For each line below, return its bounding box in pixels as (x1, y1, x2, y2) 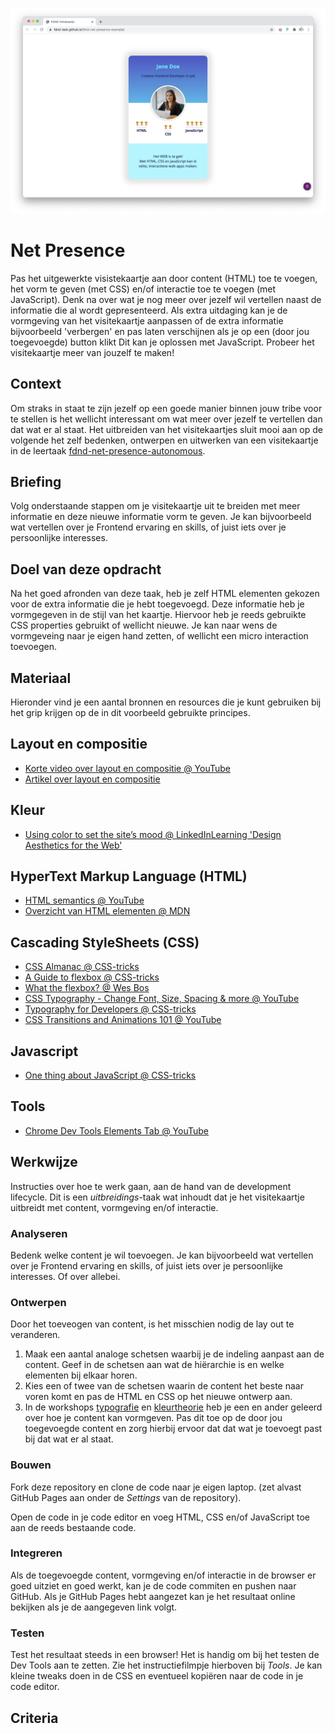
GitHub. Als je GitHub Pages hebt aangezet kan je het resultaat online (10, 1590, 296, 1602)
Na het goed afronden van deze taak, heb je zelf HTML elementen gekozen (10, 588, 320, 600)
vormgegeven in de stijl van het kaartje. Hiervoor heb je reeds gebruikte (10, 609, 307, 621)
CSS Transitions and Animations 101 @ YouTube (24, 1014, 222, 1026)
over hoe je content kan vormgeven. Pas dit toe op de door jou (24, 1412, 283, 1424)
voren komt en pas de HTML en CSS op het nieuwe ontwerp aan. (24, 1391, 293, 1403)
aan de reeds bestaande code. (10, 1521, 137, 1533)
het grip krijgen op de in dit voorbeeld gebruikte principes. (10, 706, 251, 718)
